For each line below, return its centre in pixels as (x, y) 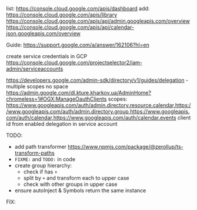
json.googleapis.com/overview (44, 34)
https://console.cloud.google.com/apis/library (62, 15)
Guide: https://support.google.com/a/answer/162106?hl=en (78, 45)
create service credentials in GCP (47, 56)
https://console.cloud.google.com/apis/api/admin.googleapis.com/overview (98, 21)
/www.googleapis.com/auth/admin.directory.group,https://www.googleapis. (98, 111)
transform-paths (34, 153)
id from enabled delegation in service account (62, 124)
